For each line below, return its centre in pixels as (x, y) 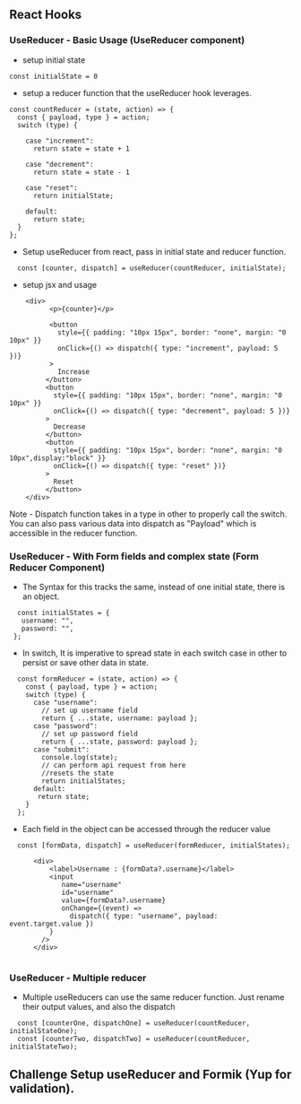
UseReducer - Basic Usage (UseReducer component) (127, 40)
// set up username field (90, 710)
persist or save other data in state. (86, 662)
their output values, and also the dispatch (99, 1007)
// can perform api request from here (114, 765)
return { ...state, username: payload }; (120, 718)
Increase (73, 371)
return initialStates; (84, 781)
